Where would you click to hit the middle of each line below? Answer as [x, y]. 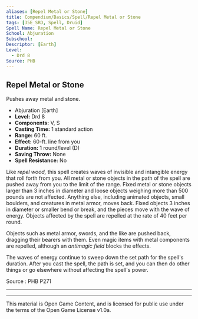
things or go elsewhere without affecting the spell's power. [77, 270]
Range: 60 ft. [31, 136]
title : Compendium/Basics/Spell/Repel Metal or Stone [74, 17]
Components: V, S [37, 123]
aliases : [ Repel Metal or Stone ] [47, 11]
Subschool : [19, 39]
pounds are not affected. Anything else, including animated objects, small [95, 197]
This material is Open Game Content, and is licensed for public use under [95, 304]
